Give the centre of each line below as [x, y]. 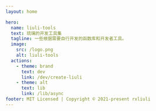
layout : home [21, 12]
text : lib [33, 88]
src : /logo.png [35, 50]
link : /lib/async [42, 94]
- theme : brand [35, 66]
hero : [12, 22]
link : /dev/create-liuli [52, 77]
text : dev [33, 71]
